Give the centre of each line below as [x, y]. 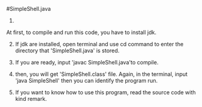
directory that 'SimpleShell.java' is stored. [67, 50]
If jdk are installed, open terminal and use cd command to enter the [99, 44]
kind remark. [31, 99]
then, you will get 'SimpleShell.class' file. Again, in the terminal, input [101, 74]
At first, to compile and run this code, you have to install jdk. [82, 32]
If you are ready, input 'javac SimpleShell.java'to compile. [87, 62]
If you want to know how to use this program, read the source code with [105, 92]
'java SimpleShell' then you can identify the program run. [86, 81]
